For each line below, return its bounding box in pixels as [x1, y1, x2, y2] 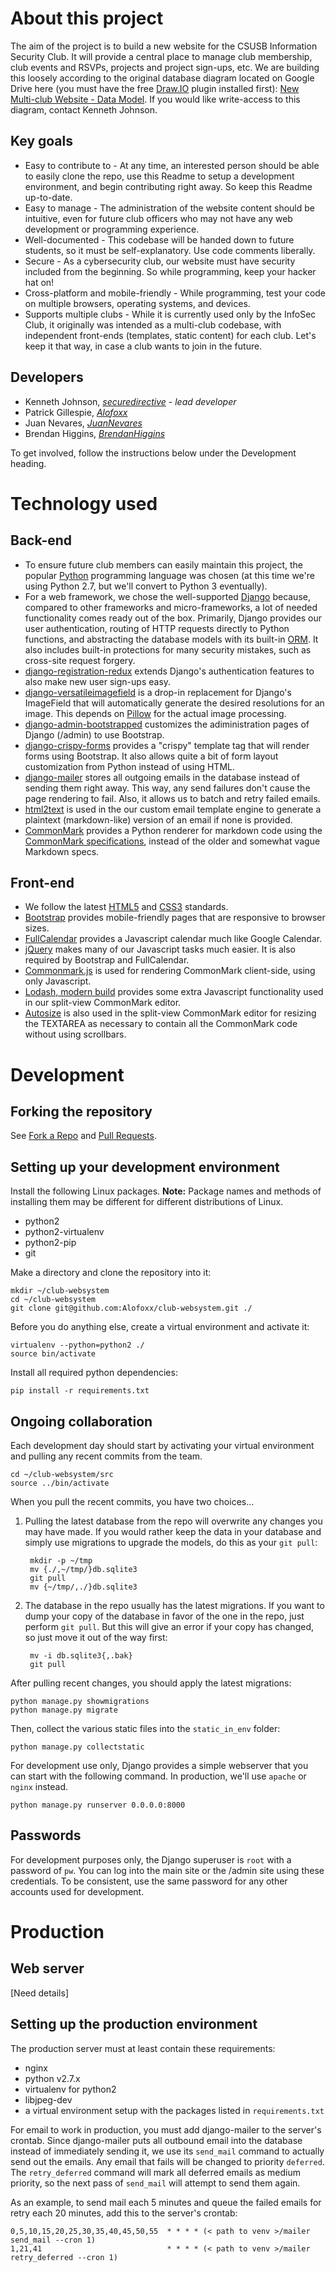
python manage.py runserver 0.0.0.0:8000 [10, 1800, 186, 1810]
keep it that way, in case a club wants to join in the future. [24, 340, 263, 352]
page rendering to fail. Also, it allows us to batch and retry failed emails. [24, 792, 321, 804]
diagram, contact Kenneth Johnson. [10, 103, 158, 116]
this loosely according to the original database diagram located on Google [10, 72, 315, 84]
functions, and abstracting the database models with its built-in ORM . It [24, 633, 319, 645]
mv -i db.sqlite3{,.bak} [29, 1651, 133, 1661]
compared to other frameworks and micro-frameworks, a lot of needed [24, 601, 318, 613]
